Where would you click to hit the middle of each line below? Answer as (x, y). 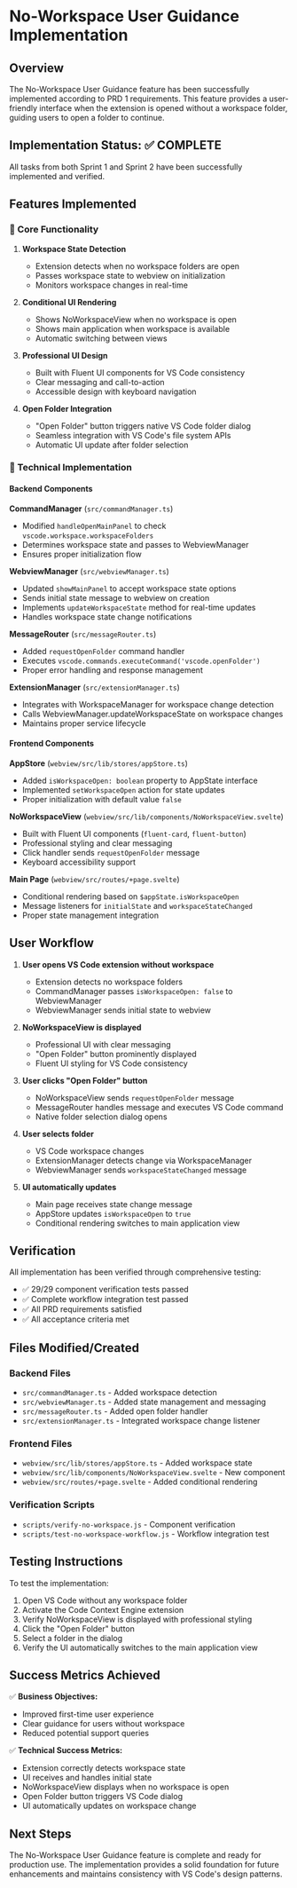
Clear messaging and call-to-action (100, 382)
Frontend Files (41, 1444)
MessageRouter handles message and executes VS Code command (159, 1107)
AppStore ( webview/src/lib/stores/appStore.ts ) (99, 763)
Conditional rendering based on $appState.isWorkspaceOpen (130, 896)
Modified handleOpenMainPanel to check (94, 525)
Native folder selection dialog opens (101, 1117)
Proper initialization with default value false (102, 799)
